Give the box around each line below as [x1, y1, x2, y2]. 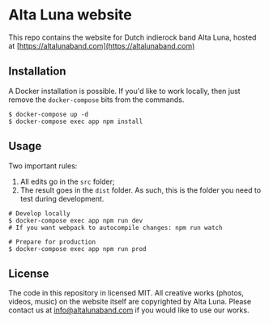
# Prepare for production [8, 237, 96, 246]
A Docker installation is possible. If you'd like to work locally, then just [8, 86, 241, 96]
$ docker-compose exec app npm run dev [8, 216, 143, 224]
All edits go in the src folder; [19, 176, 115, 186]
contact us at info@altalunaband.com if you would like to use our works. [8, 305, 250, 315]
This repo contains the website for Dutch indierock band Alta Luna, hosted [8, 32, 257, 42]
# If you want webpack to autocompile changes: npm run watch [8, 223, 223, 232]
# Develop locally [8, 209, 70, 218]
